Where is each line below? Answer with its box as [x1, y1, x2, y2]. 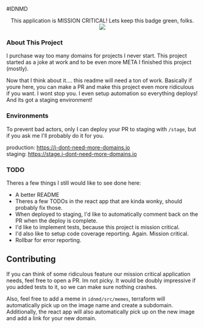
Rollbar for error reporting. [15, 236, 82, 243]
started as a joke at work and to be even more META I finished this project [6, 59, 192, 66]
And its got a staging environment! [6, 96, 93, 104]
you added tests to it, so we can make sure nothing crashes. [6, 283, 158, 290]
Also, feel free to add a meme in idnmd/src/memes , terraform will [6, 295, 166, 302]
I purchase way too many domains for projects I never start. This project [6, 52, 188, 60]
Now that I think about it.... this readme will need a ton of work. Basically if [6, 77, 192, 84]
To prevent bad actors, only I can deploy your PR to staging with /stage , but [6, 125, 196, 133]
